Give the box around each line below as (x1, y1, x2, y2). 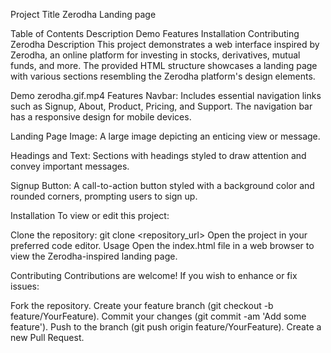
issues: (10, 280, 40, 292)
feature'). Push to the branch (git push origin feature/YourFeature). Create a (10, 321, 322, 333)
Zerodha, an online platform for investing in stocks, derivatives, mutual (10, 49, 301, 61)
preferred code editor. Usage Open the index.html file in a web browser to (10, 240, 315, 251)
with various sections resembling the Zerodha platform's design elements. (10, 70, 316, 82)
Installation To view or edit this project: (10, 210, 170, 221)
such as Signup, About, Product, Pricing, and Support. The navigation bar (10, 100, 313, 112)
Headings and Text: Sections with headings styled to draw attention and (10, 150, 307, 161)
